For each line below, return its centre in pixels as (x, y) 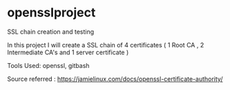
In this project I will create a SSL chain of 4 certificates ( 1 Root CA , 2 (106, 45)
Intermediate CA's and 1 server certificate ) (68, 52)
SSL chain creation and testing (51, 32)
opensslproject (51, 13)
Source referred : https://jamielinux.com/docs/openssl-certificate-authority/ (115, 79)
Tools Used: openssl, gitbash (48, 65)
